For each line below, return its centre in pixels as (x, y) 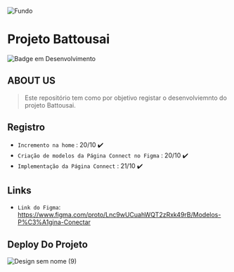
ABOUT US (32, 81)
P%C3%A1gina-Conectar (54, 222)
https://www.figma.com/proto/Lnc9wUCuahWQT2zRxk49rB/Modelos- (119, 215)
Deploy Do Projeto (47, 244)
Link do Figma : (39, 207)
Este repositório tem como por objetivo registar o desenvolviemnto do (125, 98)
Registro (26, 128)
